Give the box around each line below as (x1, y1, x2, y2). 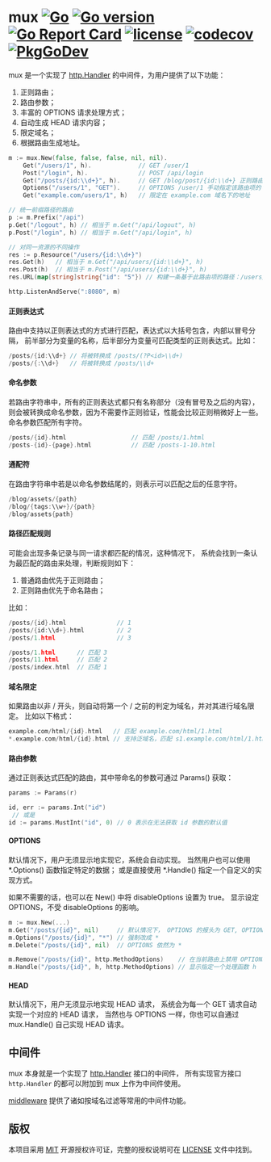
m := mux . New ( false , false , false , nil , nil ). (8, 153, 168, 162)
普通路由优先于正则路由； (19, 575, 106, 585)
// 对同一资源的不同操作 (8, 243, 80, 251)
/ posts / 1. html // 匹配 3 (8, 648, 107, 657)
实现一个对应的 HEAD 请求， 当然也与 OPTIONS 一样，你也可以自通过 (8, 1009, 240, 1019)
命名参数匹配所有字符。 (8, 417, 86, 427)
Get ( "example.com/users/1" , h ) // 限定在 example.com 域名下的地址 (23, 191, 251, 199)
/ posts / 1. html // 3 (8, 634, 131, 642)
